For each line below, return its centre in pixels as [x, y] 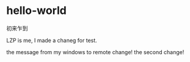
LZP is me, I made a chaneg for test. [52, 40]
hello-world [37, 11]
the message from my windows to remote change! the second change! [95, 52]
